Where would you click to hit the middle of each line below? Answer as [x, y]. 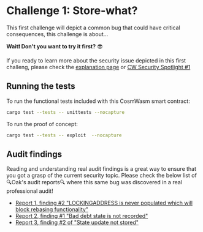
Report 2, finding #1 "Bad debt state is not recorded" [82, 216]
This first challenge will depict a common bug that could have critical [93, 28]
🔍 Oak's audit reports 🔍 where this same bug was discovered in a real [94, 182]
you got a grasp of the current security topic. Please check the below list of [102, 176]
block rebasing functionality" [52, 209]
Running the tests [41, 86]
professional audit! [30, 191]
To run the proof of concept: [42, 124]
